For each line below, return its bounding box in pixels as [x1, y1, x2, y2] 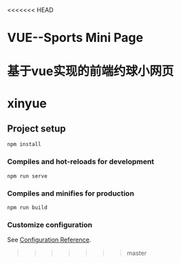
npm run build [7, 204, 48, 211]
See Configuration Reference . [7, 235, 92, 244]
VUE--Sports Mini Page [7, 30, 143, 45]
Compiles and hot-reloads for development [7, 157, 155, 167]
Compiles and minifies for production [7, 189, 134, 198]
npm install [7, 141, 41, 148]
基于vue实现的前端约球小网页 [7, 63, 174, 79]
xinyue [7, 96, 47, 111]
